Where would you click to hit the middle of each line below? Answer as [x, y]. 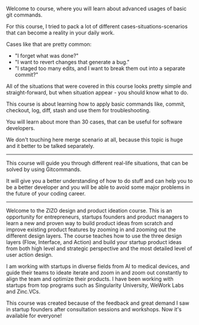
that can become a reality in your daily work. [60, 33]
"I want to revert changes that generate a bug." [72, 62]
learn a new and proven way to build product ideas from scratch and [90, 223]
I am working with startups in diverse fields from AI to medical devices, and [98, 266]
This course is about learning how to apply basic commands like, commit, [96, 104]
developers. [21, 128]
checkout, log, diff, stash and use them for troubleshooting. [78, 110]
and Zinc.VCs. [23, 291]
